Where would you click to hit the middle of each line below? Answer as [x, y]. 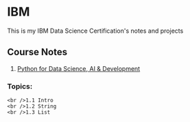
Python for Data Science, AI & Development [79, 68]
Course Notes [37, 52]
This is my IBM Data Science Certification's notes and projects [95, 31]
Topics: [20, 86]
